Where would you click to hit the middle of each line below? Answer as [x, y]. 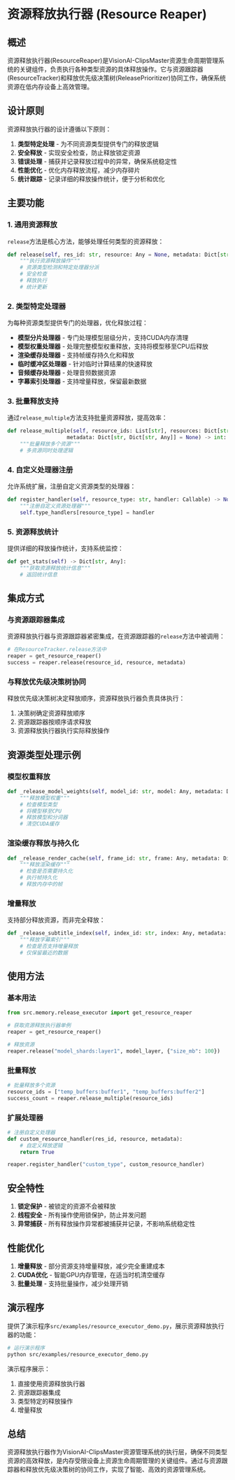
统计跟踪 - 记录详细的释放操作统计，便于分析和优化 [91, 178]
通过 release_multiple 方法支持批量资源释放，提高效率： [87, 418]
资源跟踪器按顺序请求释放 [54, 722]
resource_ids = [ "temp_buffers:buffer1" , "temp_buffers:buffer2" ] [106, 1092]
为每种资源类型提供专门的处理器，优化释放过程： [78, 323]
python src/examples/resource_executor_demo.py [78, 1354]
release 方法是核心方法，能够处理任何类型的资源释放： [86, 241]
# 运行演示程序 [26, 1348]
